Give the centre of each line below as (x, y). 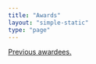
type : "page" (29, 30)
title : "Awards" (34, 15)
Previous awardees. (40, 52)
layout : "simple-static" (48, 23)
